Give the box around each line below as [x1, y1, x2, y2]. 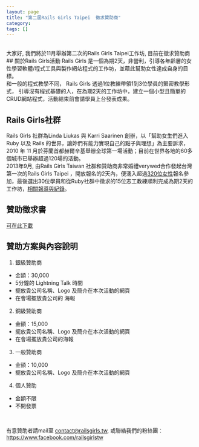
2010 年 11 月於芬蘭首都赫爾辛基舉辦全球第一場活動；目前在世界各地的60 [6, 147, 188, 155]
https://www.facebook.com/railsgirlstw [6, 434, 104, 441]
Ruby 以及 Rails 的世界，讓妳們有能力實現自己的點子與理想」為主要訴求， [6, 140, 189, 147]
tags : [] [6, 26, 28, 32]
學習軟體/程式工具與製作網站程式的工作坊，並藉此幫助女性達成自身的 [11, 65, 183, 72]
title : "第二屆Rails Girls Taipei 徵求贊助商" [6, 15, 121, 21]
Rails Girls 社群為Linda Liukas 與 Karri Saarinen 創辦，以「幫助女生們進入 [6, 132, 189, 140]
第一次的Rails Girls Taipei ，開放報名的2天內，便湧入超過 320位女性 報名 [6, 170, 184, 177]
